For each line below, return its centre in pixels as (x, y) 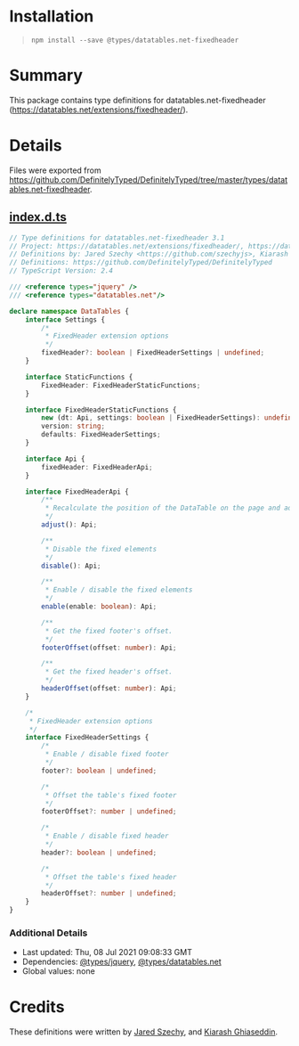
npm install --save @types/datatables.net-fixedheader (135, 40)
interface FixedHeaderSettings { (87, 738)
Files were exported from (55, 170)
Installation (52, 16)
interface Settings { (65, 319)
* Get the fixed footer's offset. (109, 631)
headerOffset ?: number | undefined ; (109, 894)
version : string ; (73, 426)
